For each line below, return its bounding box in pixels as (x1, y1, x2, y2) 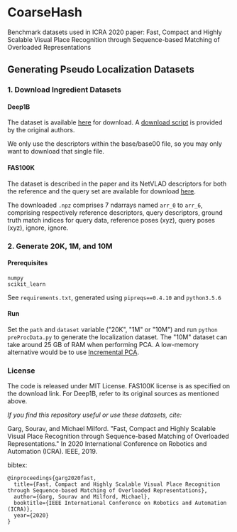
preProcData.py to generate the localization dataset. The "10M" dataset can (7, 332, 228, 341)
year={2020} (13, 512, 50, 519)
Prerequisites (7, 259, 48, 267)
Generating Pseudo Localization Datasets (7, 63, 195, 75)
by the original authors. (7, 126, 75, 134)
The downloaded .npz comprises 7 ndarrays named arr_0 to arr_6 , (7, 201, 203, 209)
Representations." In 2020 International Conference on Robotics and (7, 440, 207, 448)
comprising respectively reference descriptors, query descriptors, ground (7, 208, 223, 217)
